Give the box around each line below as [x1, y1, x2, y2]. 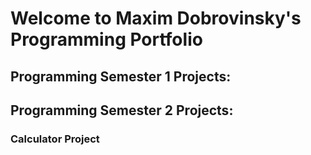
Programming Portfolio [10, 28, 203, 51]
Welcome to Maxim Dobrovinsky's [10, 7, 302, 30]
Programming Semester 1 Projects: [10, 68, 232, 85]
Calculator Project [10, 132, 100, 146]
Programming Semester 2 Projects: [10, 102, 234, 119]
